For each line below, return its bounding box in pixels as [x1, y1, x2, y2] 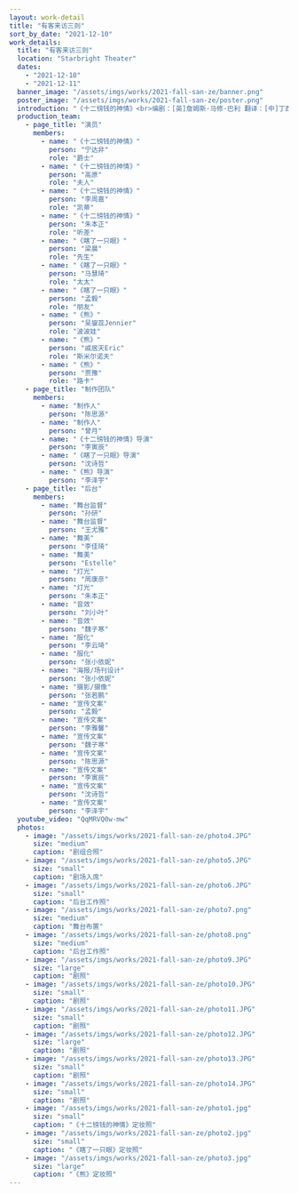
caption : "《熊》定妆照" [32, 1170, 117, 1179]
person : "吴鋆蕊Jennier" [48, 319, 137, 328]
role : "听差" [48, 228, 95, 236]
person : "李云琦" [48, 641, 109, 650]
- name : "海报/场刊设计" [41, 666, 125, 675]
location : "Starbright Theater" [17, 54, 137, 63]
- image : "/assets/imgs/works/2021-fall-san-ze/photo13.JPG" [25, 1054, 255, 1063]
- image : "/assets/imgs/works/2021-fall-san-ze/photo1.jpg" [25, 1104, 252, 1113]
